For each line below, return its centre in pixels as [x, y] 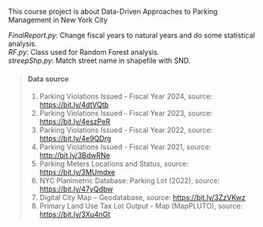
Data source [48, 79]
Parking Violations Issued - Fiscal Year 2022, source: [126, 130]
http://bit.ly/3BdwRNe [75, 156]
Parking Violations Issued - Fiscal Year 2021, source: [125, 147]
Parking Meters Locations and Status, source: [114, 164]
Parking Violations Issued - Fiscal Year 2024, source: [126, 96]
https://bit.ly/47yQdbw [76, 189]
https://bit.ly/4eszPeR [75, 121]
